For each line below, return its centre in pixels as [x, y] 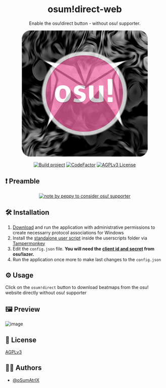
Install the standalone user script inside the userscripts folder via [80, 238]
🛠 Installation [27, 212]
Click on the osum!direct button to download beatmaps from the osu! [77, 287]
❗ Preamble [22, 181]
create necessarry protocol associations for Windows [68, 232]
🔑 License [21, 340]
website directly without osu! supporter [46, 293]
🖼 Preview [23, 309]
